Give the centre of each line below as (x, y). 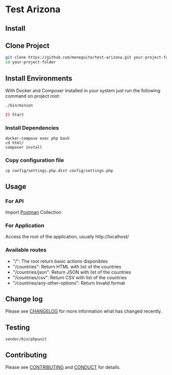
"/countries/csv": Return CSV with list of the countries (70, 277)
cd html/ (15, 143)
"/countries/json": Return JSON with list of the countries (72, 272)
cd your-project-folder (31, 62)
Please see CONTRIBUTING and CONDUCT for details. (63, 367)
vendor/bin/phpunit (26, 339)
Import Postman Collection (33, 212)
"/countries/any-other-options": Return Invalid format (69, 283)
